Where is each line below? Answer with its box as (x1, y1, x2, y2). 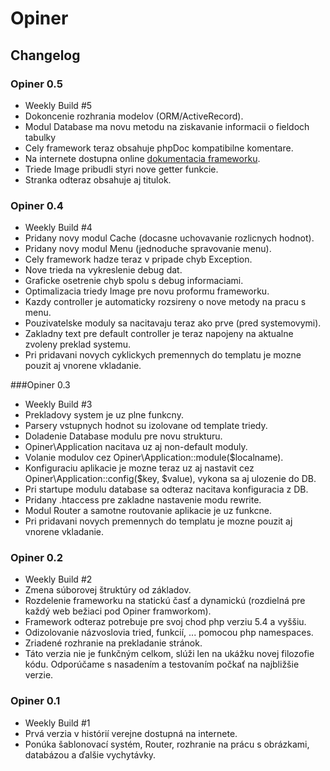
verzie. (24, 669, 54, 681)
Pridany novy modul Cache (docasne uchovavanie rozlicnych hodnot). (24, 232, 315, 244)
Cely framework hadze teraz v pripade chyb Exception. (24, 253, 253, 266)
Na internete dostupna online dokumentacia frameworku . (24, 152, 261, 164)
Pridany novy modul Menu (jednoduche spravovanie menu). (24, 243, 272, 255)
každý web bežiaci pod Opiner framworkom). (24, 605, 212, 617)
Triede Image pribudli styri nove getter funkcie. (24, 163, 219, 175)
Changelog (10, 47, 81, 64)
